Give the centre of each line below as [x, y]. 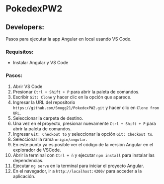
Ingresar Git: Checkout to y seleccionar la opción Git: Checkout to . [83, 134]
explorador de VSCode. [37, 150]
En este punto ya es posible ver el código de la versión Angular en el [83, 144]
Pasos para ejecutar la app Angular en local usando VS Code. [69, 39]
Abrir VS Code [28, 86]
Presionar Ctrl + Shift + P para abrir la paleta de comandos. [76, 92]
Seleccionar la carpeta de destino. [48, 118]
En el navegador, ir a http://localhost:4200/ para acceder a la [77, 171]
